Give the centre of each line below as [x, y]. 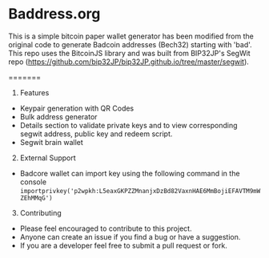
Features [34, 92]
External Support [48, 158]
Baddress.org [54, 14]
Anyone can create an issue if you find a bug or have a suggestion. [130, 236]
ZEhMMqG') [36, 198]
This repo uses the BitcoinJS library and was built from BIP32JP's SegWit [129, 53]
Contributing [40, 212]
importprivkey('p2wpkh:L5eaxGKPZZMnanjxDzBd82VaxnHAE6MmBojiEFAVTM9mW [140, 191]
